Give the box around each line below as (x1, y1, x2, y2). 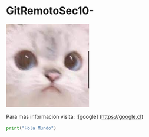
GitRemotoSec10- (6, 4, 94, 18)
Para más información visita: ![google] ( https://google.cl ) (6, 113, 144, 120)
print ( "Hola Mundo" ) (6, 125, 57, 131)
